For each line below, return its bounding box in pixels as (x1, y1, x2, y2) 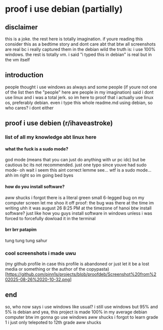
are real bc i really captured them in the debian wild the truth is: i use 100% (5, 47, 156, 52)
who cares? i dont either (5, 104, 54, 111)
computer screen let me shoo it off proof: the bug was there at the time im (5, 200, 154, 205)
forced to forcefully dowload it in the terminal (5, 215, 96, 221)
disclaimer (5, 23, 38, 31)
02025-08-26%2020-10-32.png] (5, 277, 72, 282)
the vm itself (5, 57, 30, 62)
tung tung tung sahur (5, 237, 48, 243)
